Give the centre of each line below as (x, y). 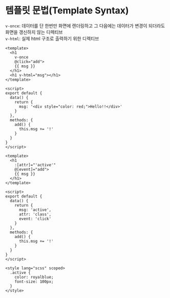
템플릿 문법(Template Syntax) (67, 11)
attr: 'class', (35, 214)
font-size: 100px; (34, 282)
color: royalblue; (34, 277)
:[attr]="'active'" (35, 165)
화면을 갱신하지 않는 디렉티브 (34, 32)
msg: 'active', (35, 210)
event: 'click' (35, 218)
